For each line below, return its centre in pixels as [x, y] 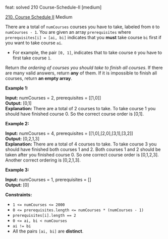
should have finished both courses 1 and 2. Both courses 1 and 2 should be [83, 149]
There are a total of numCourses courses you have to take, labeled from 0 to [82, 27]
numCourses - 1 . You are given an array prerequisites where [68, 32]
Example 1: [17, 88]
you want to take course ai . [34, 43]
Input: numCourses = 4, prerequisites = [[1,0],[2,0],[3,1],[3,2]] [69, 133]
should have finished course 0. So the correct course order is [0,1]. [74, 114]
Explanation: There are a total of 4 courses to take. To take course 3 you [81, 144]
